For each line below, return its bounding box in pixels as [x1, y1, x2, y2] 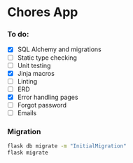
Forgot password [17, 100, 66, 109]
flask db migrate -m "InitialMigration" [7, 143, 127, 150]
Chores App [7, 4, 78, 20]
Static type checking [17, 53, 77, 62]
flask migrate [7, 149, 49, 157]
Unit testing [17, 61, 51, 70]
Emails [17, 108, 37, 117]
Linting [17, 77, 38, 85]
